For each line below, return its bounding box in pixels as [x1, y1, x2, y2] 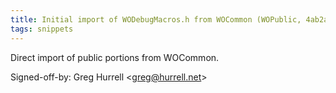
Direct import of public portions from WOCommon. [10, 51, 220, 63]
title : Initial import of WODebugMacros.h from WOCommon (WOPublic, [10, 14, 302, 25]
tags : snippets [10, 24, 74, 34]
